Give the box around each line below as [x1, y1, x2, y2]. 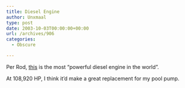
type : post [6, 20, 33, 26]
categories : [6, 36, 36, 42]
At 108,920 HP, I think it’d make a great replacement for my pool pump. [6, 75, 180, 82]
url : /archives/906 [6, 31, 55, 37]
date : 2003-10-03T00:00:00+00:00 [6, 25, 89, 32]
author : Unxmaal [6, 14, 46, 20]
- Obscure [11, 42, 36, 48]
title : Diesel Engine [6, 8, 60, 15]
